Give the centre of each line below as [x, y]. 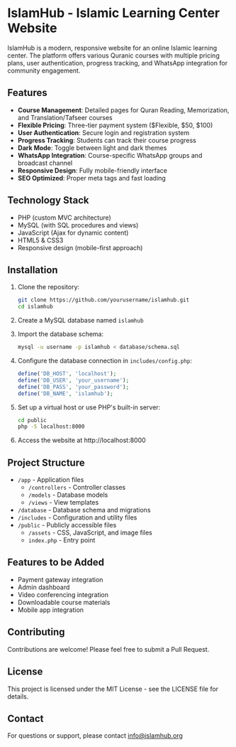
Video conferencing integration [63, 594]
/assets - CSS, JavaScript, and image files [90, 533]
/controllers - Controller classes [77, 488]
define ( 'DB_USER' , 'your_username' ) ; [73, 380]
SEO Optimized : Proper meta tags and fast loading [92, 178]
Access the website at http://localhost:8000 [82, 440]
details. [18, 696]
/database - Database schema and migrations [84, 510]
